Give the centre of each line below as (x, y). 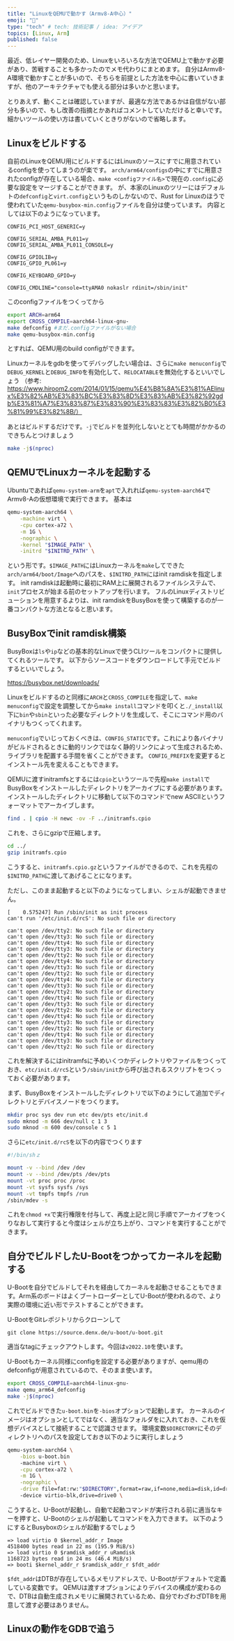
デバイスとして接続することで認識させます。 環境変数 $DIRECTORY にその (114, 1428)
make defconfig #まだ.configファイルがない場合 (72, 328)
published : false (32, 40)
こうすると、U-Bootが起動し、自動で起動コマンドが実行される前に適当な (112, 1510)
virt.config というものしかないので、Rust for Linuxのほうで (139, 196)
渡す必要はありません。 (59, 1605)
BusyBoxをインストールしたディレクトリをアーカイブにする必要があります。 (117, 788)
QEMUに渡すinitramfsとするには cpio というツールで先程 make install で (109, 779)
